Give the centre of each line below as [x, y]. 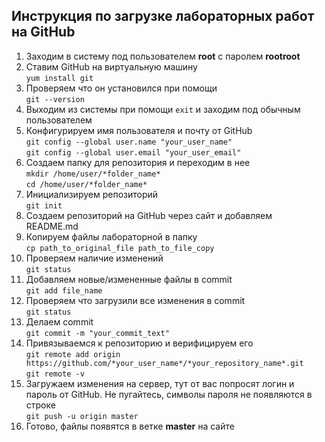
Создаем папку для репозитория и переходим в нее [138, 162]
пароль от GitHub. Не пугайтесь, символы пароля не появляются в [169, 394]
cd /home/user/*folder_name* [86, 184]
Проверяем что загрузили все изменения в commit [135, 300]
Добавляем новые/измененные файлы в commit [129, 279]
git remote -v [55, 374]
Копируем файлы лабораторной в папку [111, 236]
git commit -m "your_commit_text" [97, 333]
